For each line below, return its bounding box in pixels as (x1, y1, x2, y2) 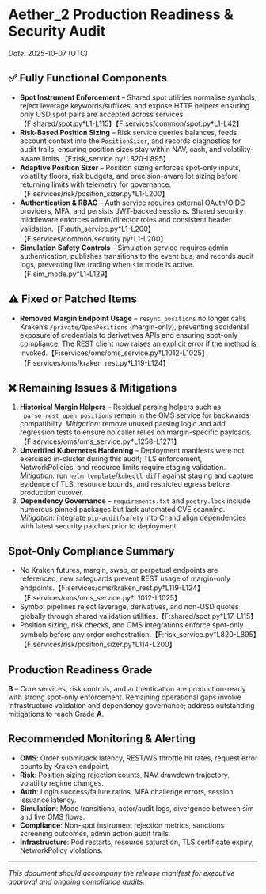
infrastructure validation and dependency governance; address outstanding (8, 701, 255, 710)
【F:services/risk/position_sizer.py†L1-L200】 (19, 188, 169, 199)
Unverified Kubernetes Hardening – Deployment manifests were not (19, 445, 245, 456)
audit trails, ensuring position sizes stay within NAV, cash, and (19, 144, 222, 153)
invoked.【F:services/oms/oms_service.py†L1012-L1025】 (19, 348, 209, 358)
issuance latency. (19, 795, 77, 805)
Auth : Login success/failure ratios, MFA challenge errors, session (19, 786, 234, 796)
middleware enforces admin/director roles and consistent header (19, 214, 232, 224)
